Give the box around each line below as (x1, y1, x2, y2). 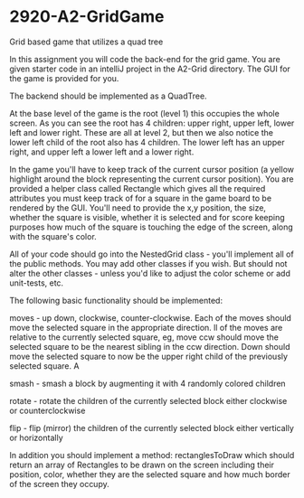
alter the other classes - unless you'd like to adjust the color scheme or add (9, 268, 291, 278)
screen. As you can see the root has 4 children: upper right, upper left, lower (9, 117, 295, 128)
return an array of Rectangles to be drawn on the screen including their (9, 459, 274, 470)
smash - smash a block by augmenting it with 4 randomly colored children (9, 378, 287, 389)
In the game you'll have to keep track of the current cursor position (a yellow (9, 164, 294, 174)
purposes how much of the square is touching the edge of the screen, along (9, 221, 294, 232)
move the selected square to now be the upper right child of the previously (9, 351, 288, 362)
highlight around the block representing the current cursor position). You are (9, 174, 294, 184)
